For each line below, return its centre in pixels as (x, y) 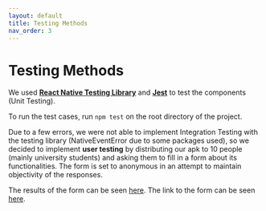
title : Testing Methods (48, 23)
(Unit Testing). (32, 101)
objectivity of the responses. (55, 175)
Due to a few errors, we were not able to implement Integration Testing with (133, 132)
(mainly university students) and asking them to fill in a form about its (123, 158)
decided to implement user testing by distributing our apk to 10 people (125, 149)
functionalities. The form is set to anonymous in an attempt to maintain (125, 166)
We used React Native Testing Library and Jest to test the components (127, 92)
